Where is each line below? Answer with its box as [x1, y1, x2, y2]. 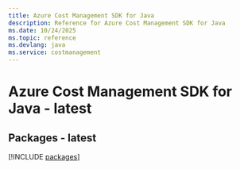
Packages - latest [8, 131, 97, 144]
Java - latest [8, 100, 92, 117]
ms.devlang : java [8, 41, 66, 49]
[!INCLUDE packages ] [8, 152, 80, 161]
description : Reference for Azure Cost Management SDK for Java [8, 19, 226, 27]
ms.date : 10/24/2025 [8, 26, 77, 34]
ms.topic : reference [8, 33, 77, 42]
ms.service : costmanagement [8, 48, 102, 56]
